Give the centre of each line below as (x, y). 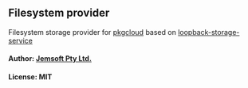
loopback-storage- (209, 32)
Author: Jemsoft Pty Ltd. (50, 59)
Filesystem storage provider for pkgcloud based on (93, 32)
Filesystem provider (59, 13)
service (21, 40)
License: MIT (30, 77)
